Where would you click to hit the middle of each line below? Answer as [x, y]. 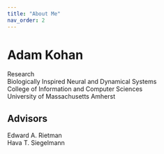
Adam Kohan [45, 55]
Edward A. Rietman [35, 135]
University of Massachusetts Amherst [61, 97]
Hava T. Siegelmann [36, 143]
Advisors [27, 119]
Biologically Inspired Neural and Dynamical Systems [82, 82]
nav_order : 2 [26, 20]
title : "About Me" [34, 14]
